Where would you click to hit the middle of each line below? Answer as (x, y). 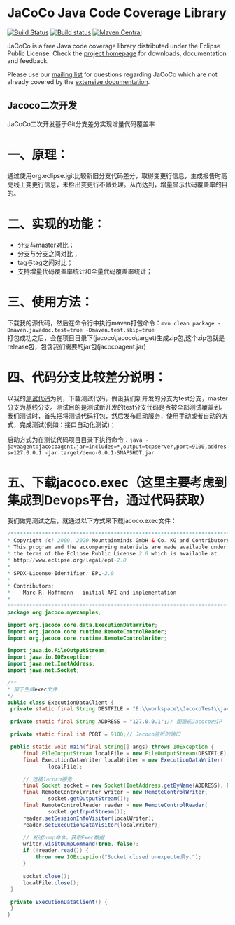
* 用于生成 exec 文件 (33, 689)
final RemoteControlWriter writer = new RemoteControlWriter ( (115, 792)
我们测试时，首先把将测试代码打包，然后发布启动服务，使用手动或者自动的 (114, 416)
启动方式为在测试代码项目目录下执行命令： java (75, 439)
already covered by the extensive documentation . (79, 81)
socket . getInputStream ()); (87, 811)
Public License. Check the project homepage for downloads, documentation (117, 53)
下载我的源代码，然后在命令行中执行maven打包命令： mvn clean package (111, 323)
